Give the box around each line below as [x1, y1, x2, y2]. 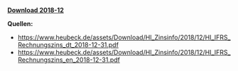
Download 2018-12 [7, 6, 64, 14]
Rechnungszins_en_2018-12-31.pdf [17, 56, 121, 64]
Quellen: [7, 20, 33, 27]
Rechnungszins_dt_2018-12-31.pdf [17, 41, 119, 49]
